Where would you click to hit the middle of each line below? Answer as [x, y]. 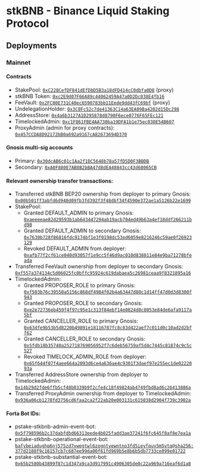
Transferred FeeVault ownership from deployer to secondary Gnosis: [99, 266]
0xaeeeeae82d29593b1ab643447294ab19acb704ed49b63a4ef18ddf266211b [108, 220]
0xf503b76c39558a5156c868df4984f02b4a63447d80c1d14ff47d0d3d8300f [108, 292]
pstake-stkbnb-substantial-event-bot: [61, 457]
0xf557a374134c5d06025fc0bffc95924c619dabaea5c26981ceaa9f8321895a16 [103, 273]
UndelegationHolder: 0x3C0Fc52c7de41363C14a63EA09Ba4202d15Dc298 [97, 109]
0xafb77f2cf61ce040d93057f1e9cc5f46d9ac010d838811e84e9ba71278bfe [108, 256]
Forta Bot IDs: [23, 413]
